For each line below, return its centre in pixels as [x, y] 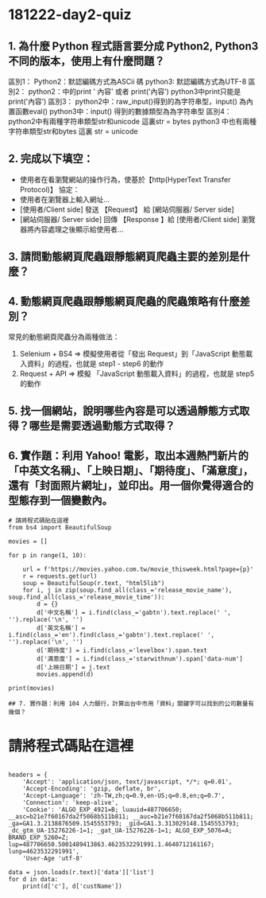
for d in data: [33, 880]
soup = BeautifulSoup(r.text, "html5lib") [94, 584]
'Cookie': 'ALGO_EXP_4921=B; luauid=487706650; [102, 810]
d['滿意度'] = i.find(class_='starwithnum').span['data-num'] [140, 659]
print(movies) [32, 689]
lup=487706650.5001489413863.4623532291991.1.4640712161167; [112, 845]
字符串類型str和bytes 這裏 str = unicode [73, 131]
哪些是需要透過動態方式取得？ [102, 426]
